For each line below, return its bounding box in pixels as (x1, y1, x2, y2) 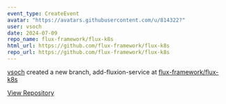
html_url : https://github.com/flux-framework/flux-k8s (7, 42, 170, 49)
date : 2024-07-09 (7, 29, 58, 37)
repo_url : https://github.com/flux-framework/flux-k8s (7, 49, 170, 56)
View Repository (7, 88, 54, 97)
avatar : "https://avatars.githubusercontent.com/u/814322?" (7, 17, 186, 24)
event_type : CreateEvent (7, 10, 80, 17)
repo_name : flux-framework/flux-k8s (7, 36, 114, 43)
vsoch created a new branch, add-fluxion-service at (7, 67, 158, 76)
